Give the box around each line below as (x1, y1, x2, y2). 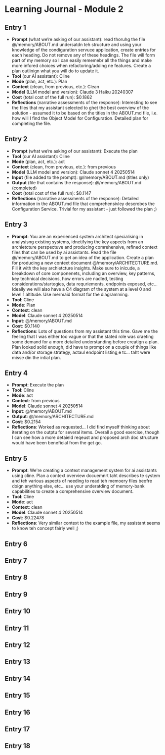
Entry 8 (4, 573, 28, 582)
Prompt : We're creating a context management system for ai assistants (11, 467, 157, 474)
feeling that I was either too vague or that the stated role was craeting (11, 333, 154, 339)
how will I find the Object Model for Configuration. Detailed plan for (11, 115, 149, 121)
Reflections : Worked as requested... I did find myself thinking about (11, 424, 150, 430)
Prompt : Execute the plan (11, 382, 64, 388)
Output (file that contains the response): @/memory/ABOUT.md (11, 179, 142, 185)
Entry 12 (4, 641, 31, 649)
